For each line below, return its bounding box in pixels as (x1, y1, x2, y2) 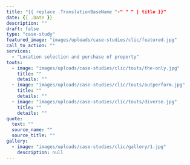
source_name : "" (11, 127, 53, 133)
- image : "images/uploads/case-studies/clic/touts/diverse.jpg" (11, 99, 177, 105)
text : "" (11, 121, 34, 128)
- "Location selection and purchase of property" (11, 54, 139, 60)
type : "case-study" (6, 31, 56, 37)
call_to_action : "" (6, 43, 56, 49)
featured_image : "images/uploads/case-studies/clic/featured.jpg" (6, 37, 177, 43)
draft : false (6, 25, 39, 32)
